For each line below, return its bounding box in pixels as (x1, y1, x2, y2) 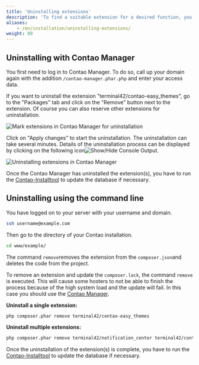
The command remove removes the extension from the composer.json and (6, 253, 182, 261)
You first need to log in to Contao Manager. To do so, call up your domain (6, 68, 185, 75)
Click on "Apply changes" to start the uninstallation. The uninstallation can (6, 134, 187, 141)
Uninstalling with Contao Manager (6, 53, 135, 63)
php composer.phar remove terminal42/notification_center (6, 335, 152, 341)
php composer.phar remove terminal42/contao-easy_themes (6, 313, 150, 319)
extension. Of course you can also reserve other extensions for (6, 105, 161, 112)
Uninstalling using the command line (6, 193, 144, 203)
